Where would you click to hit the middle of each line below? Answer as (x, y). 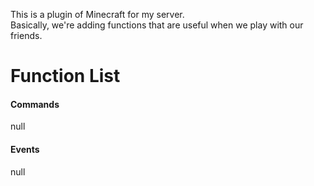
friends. (26, 35)
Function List (65, 76)
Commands (35, 104)
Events (25, 149)
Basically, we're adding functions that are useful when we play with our (157, 25)
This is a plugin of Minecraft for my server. (97, 14)
